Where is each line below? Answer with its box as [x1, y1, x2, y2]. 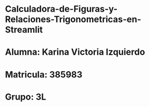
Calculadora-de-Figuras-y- [5, 3, 118, 15]
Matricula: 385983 [5, 69, 83, 80]
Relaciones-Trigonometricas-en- [5, 14, 141, 25]
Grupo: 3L [5, 91, 46, 102]
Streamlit [5, 24, 43, 35]
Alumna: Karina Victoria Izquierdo [5, 46, 145, 58]
